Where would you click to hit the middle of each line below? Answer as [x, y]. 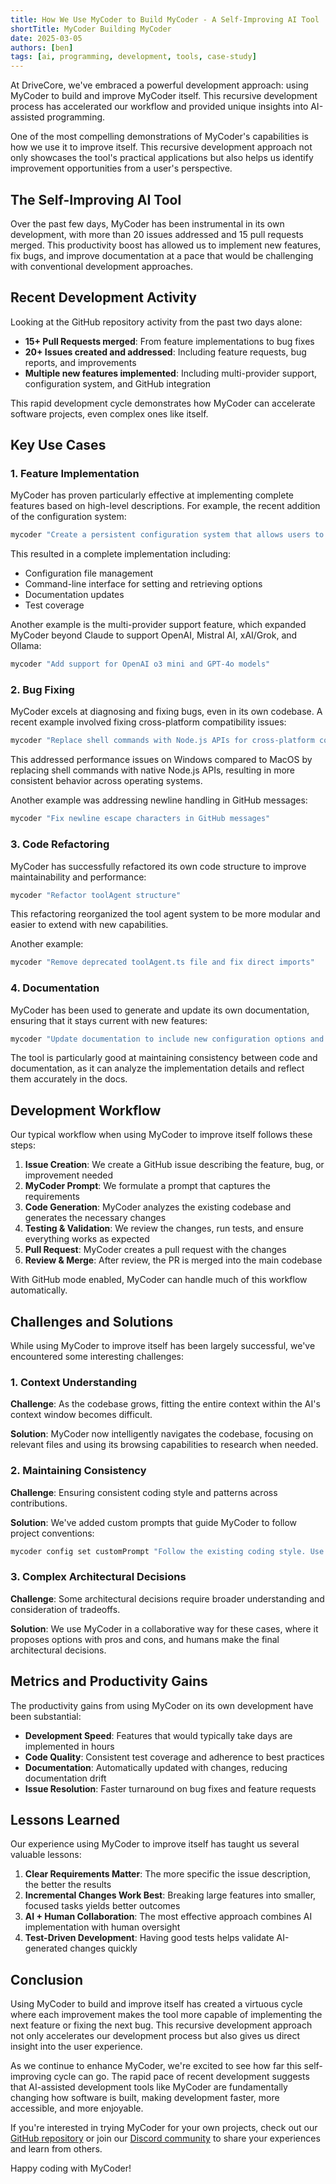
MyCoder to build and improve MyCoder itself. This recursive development [164, 96]
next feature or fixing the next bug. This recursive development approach [161, 2025]
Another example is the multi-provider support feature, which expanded [158, 625]
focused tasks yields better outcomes [102, 1906]
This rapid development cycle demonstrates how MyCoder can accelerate [163, 403]
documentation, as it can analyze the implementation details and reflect [157, 1068]
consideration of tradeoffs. [65, 1609]
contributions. [39, 1503]
